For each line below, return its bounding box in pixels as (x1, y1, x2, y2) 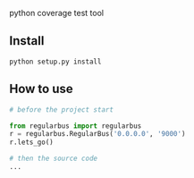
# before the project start (9, 105, 114, 114)
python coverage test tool (9, 8, 105, 18)
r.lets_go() (9, 138, 54, 147)
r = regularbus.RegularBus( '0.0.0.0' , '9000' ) (9, 130, 186, 139)
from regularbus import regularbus (9, 121, 142, 131)
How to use (9, 81, 73, 97)
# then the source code (9, 154, 98, 164)
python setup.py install (9, 57, 102, 66)
